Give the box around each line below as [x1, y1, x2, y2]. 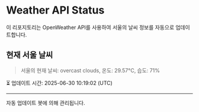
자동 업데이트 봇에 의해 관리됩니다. [6, 99, 85, 106]
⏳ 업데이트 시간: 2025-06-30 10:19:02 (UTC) [6, 79, 113, 86]
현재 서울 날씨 [6, 50, 53, 60]
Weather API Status [6, 4, 105, 17]
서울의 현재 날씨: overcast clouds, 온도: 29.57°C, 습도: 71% [20, 67, 160, 74]
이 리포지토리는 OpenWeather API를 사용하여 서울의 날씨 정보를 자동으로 [6, 24, 175, 31]
